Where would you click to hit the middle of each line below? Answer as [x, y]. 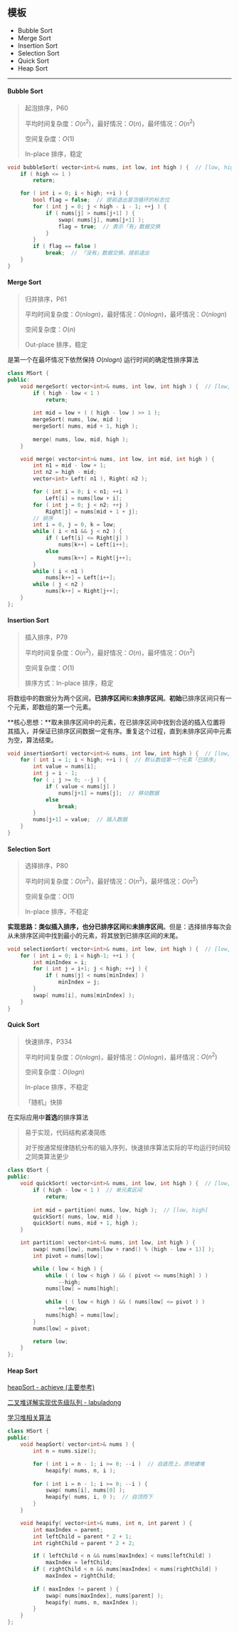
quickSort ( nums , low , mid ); [78, 1217]
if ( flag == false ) [65, 247]
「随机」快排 [43, 1102]
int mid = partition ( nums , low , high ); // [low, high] [121, 1210]
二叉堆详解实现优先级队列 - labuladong [64, 1403]
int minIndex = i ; [60, 962]
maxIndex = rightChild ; [80, 1576]
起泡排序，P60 [47, 108]
